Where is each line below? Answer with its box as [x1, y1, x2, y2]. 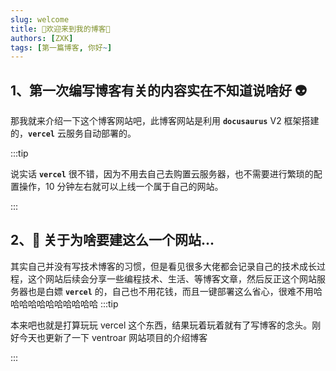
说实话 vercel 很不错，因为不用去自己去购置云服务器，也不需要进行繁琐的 [10, 168, 314, 180]
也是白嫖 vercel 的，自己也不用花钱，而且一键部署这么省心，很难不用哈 [27, 285, 323, 297]
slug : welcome [10, 14, 70, 25]
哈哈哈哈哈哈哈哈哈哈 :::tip [10, 297, 119, 310]
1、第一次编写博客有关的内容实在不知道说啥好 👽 [10, 82, 308, 99]
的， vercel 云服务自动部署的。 [10, 127, 137, 140]
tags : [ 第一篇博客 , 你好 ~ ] [10, 42, 113, 53]
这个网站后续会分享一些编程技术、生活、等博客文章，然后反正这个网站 [27, 272, 317, 285]
